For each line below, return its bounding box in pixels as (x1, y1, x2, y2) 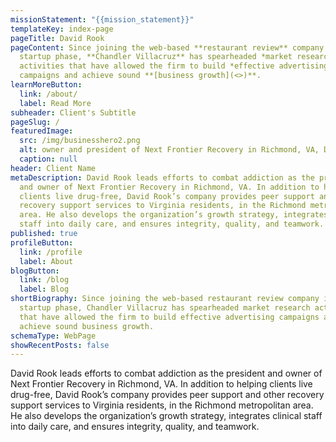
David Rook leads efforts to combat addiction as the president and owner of (10, 367, 323, 380)
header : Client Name (10, 163, 97, 173)
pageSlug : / (10, 117, 60, 127)
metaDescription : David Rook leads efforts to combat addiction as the (10, 172, 315, 183)
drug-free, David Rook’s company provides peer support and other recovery (10, 389, 325, 401)
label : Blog (19, 284, 70, 295)
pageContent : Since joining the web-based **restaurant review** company (10, 42, 325, 53)
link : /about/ (19, 89, 78, 99)
